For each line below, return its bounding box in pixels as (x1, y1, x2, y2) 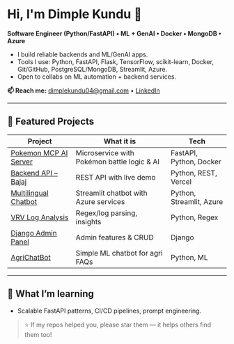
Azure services (75, 196, 125, 206)
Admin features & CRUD (75, 233, 155, 242)
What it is (103, 136, 136, 146)
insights (75, 217, 102, 226)
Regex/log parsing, (75, 208, 138, 218)
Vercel (170, 177, 192, 187)
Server (10, 157, 33, 166)
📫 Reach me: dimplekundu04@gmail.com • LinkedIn (7, 86, 160, 95)
